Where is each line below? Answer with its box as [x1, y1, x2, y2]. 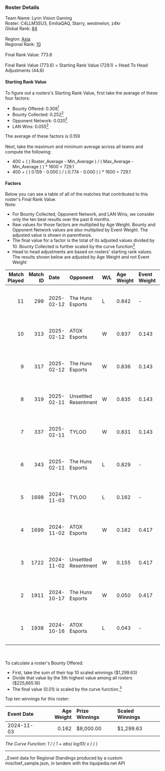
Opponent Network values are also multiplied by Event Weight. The [12, 227, 148, 233]
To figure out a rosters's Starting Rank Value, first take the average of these [5, 90, 158, 96]
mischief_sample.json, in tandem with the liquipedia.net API [5, 760, 125, 766]
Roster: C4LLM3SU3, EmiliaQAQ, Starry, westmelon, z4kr [5, 20, 121, 26]
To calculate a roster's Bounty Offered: [5, 660, 83, 666]
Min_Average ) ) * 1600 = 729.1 [12, 164, 75, 170]
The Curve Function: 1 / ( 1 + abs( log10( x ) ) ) [5, 740, 98, 746]
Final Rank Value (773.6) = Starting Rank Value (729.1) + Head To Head [5, 62, 148, 68]
